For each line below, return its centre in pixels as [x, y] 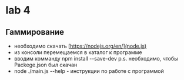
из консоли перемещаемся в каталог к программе [78, 52]
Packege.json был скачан [46, 65]
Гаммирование [35, 32]
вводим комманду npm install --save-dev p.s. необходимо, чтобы [96, 59]
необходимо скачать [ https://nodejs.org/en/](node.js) [80, 46]
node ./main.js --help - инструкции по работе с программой [89, 71]
